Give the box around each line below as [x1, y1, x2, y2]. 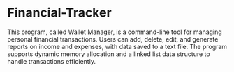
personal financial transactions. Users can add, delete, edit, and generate [7, 35, 219, 43]
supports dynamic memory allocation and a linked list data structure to [7, 50, 211, 58]
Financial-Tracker [7, 5, 112, 21]
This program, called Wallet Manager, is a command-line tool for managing [7, 28, 222, 36]
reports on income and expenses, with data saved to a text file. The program [7, 42, 228, 51]
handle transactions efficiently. [7, 57, 96, 65]
